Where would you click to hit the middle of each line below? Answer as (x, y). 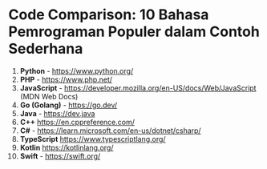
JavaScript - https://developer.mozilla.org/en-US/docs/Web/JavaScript (138, 88)
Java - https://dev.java (57, 113)
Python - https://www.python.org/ (77, 70)
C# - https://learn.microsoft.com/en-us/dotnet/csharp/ (111, 131)
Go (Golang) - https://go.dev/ (69, 105)
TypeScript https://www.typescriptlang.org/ (93, 139)
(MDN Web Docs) (49, 96)
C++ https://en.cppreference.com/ (77, 122)
